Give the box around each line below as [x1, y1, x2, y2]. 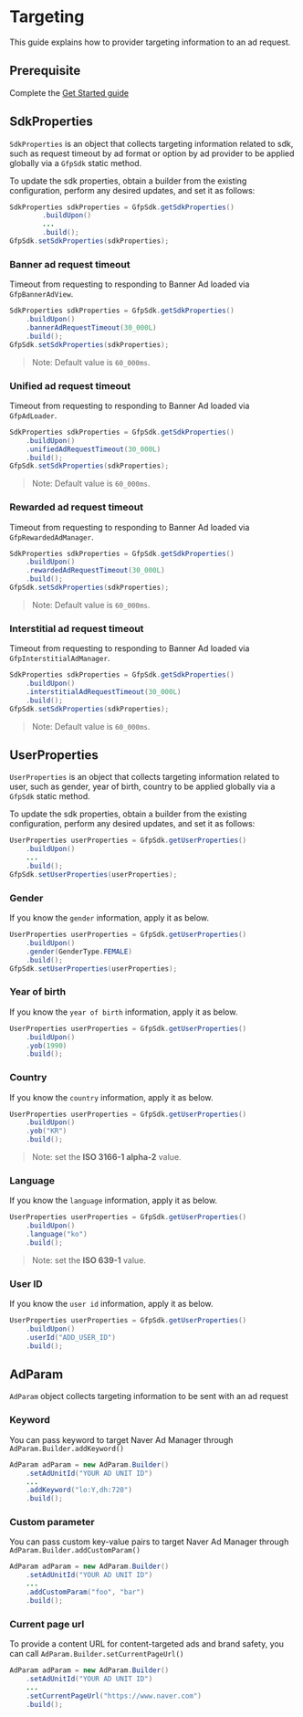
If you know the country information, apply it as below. [9, 1091, 214, 1102]
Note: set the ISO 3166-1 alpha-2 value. [31, 1152, 182, 1163]
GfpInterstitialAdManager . [9, 653, 110, 664]
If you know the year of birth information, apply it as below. [9, 1006, 238, 1017]
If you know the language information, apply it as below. [9, 1195, 217, 1206]
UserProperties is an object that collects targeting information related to [9, 772, 280, 783]
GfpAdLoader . [9, 409, 57, 421]
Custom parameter [9, 1516, 95, 1529]
